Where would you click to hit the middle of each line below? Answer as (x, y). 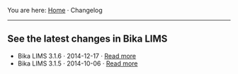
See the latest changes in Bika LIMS (87, 39)
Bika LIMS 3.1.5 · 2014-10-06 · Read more (78, 63)
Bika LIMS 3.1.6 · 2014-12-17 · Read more (77, 56)
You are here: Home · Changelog (55, 10)
